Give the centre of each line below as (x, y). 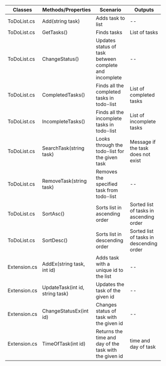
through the (109, 145)
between (106, 59)
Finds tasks (109, 32)
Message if (143, 142)
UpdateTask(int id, (63, 288)
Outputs (144, 10)
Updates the (110, 284)
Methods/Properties (67, 10)
